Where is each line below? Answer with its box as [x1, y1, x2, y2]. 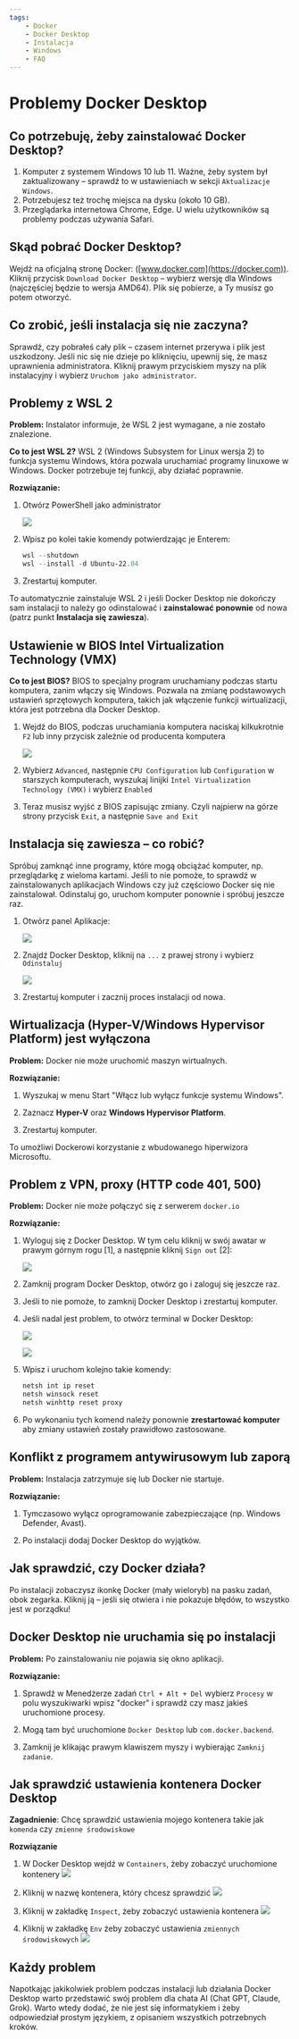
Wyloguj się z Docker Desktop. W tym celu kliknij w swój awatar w [21, 1235, 266, 1246]
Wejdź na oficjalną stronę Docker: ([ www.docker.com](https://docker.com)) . [9, 263, 289, 273]
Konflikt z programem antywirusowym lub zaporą [9, 1449, 291, 1465]
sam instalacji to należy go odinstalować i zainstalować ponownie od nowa [9, 602, 287, 613]
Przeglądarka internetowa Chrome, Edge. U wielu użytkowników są [21, 205, 270, 214]
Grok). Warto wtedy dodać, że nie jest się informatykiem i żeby [9, 2002, 241, 2013]
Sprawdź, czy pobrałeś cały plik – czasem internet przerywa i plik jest [9, 341, 266, 352]
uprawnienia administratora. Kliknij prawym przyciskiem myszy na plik [9, 360, 267, 371]
